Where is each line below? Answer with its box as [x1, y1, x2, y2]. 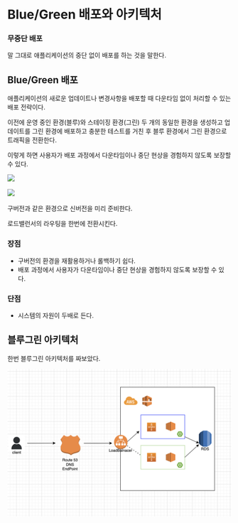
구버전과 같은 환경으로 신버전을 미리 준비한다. [7, 204, 133, 213]
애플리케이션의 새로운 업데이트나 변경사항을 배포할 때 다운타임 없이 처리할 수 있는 [7, 94, 232, 103]
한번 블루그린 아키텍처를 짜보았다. [7, 354, 101, 362]
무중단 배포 [7, 33, 43, 43]
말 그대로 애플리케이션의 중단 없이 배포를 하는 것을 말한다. [7, 51, 167, 60]
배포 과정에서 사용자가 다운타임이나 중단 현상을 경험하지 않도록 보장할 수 [17, 265, 217, 274]
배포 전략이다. [7, 103, 46, 112]
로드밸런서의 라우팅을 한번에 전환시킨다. [7, 220, 118, 228]
